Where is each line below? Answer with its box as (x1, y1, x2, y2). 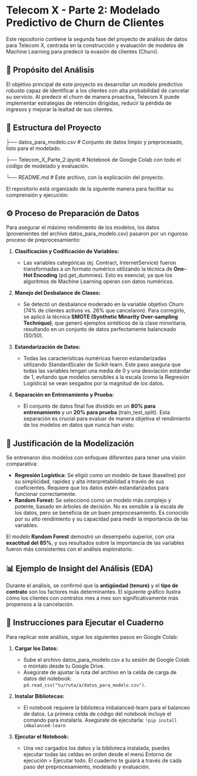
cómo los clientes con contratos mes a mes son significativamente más (6, 595, 179, 601)
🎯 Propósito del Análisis (6, 65, 95, 75)
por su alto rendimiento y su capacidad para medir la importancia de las (14, 515, 189, 522)
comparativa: (6, 460, 38, 468)
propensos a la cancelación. (6, 601, 74, 608)
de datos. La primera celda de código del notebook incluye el (23, 710, 172, 717)
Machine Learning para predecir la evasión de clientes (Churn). (6, 48, 159, 55)
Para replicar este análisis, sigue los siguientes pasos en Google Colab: (6, 633, 178, 640)
